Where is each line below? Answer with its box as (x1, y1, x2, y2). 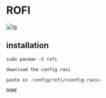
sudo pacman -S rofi (6, 56, 58, 62)
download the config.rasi (6, 67, 71, 72)
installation (6, 40, 49, 50)
